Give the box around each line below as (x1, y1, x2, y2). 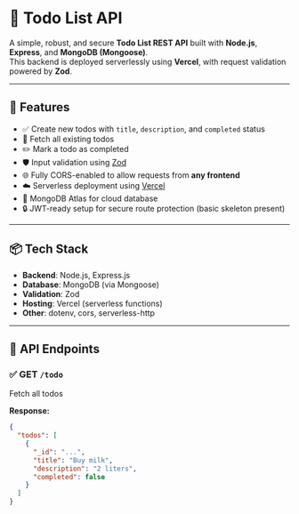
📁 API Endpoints (9, 341, 101, 357)
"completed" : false (32, 472, 105, 481)
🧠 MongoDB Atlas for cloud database (21, 193, 158, 204)
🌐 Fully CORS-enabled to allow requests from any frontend (21, 169, 240, 181)
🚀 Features (9, 100, 70, 115)
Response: (9, 406, 51, 416)
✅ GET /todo (9, 368, 64, 381)
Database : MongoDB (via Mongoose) (21, 279, 160, 290)
